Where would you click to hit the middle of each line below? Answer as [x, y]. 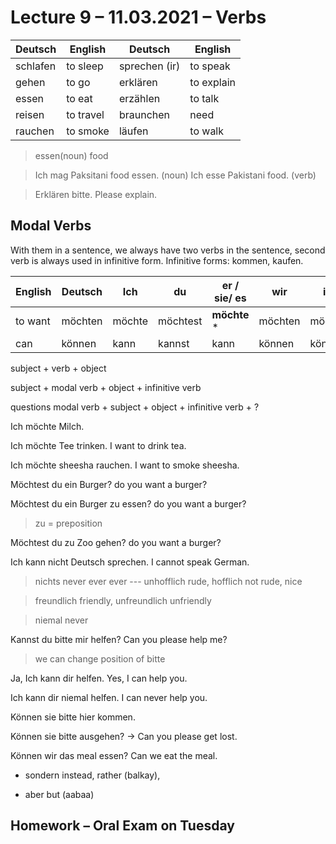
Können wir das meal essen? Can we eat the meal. [114, 755]
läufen [133, 131]
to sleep [85, 66]
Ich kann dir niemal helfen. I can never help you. [109, 697]
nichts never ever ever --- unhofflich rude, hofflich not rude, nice [168, 581]
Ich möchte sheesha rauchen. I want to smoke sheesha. [125, 465]
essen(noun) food [71, 155]
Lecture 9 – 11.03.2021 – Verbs [138, 17]
